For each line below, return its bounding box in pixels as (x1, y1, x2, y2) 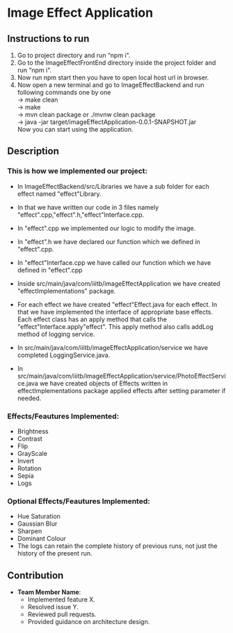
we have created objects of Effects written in (39, 379, 168, 388)
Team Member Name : (17, 588, 81, 597)
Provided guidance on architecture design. (27, 618, 150, 626)
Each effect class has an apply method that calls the (17, 315, 167, 323)
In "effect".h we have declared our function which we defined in (17, 237, 200, 245)
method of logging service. (17, 330, 95, 338)
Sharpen (17, 527, 42, 535)
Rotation (17, 464, 42, 472)
